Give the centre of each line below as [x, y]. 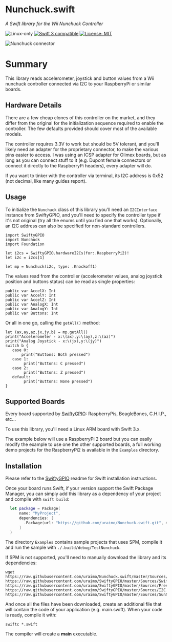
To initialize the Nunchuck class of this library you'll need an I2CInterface [81, 209]
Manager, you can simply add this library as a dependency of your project [83, 494]
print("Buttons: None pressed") [58, 381]
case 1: [20, 359]
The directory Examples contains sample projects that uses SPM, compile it [84, 542]
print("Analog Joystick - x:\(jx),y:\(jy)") [53, 341]
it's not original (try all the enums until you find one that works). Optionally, [84, 220]
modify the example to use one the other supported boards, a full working [83, 444]
